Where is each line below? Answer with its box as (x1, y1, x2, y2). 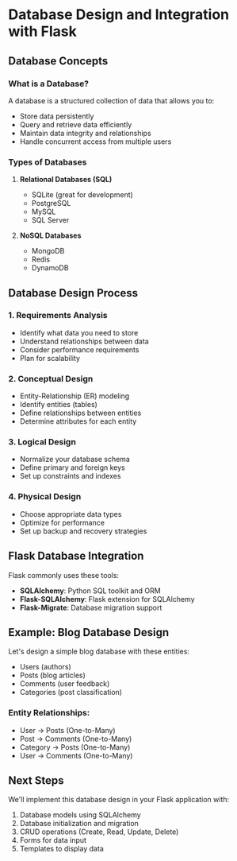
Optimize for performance (19, 518, 105, 527)
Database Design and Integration (8, 6, 230, 24)
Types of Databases (8, 157, 87, 168)
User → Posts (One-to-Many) (19, 725, 117, 735)
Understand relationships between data (19, 336, 149, 346)
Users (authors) (19, 662, 71, 672)
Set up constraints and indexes (19, 471, 121, 481)
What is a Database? (8, 78, 90, 89)
